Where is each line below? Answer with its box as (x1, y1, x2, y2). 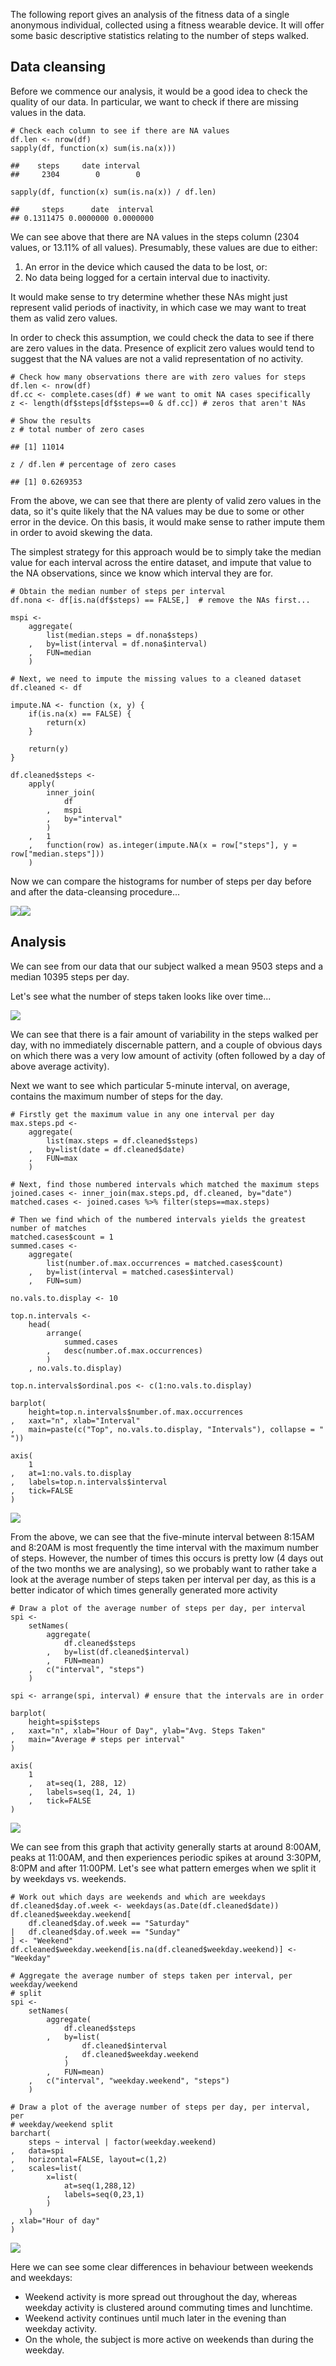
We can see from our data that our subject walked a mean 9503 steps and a (10, 960, 324, 972)
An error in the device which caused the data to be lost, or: (24, 260, 268, 273)
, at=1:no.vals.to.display (10, 1468, 132, 1478)
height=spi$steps (28, 1717, 101, 1727)
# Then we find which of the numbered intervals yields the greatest (10, 1214, 307, 1224)
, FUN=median (28, 647, 92, 658)
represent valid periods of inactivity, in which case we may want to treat (10, 301, 307, 313)
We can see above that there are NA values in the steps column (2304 (10, 230, 300, 243)
